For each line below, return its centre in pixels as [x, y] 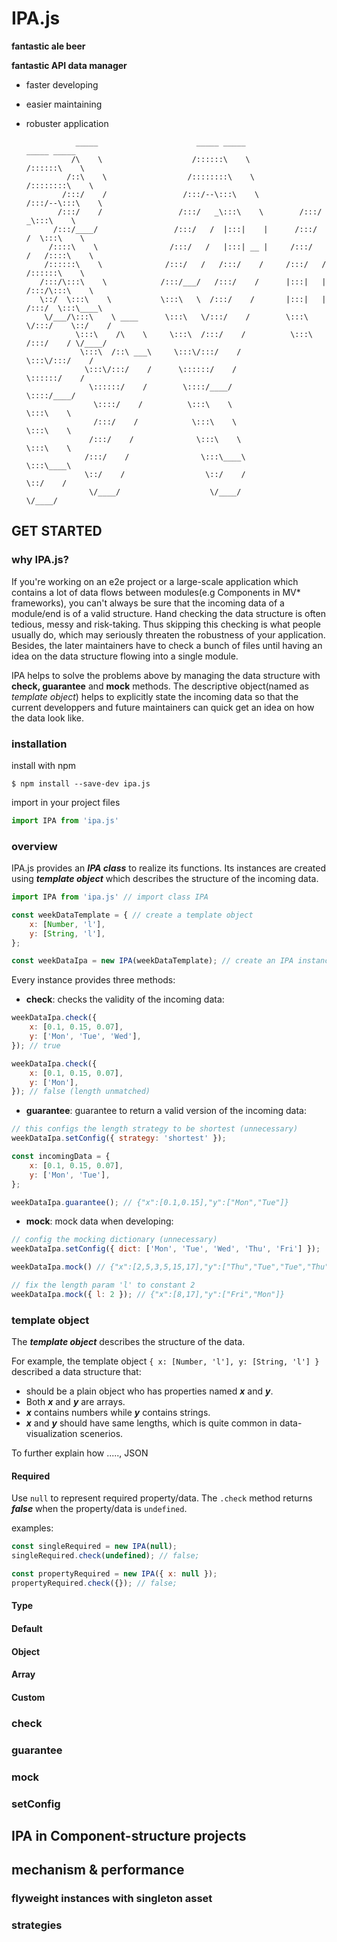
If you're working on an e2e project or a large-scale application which [155, 581]
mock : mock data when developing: [99, 1221]
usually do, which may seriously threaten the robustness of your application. [168, 634]
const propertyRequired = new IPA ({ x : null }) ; [114, 1574]
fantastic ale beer [48, 46]
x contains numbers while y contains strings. [118, 1413]
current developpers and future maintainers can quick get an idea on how [163, 707]
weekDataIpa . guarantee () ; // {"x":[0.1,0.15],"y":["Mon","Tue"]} [150, 1202]
